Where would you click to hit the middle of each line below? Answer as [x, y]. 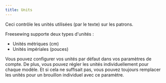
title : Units [19, 10]
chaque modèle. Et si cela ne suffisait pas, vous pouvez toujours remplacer [83, 69]
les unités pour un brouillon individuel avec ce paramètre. [65, 75]
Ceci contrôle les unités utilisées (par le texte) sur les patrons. [69, 24]
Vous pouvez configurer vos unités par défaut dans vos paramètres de [78, 59]
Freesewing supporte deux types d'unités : [50, 34]
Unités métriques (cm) [36, 44]
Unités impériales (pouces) [40, 49]
